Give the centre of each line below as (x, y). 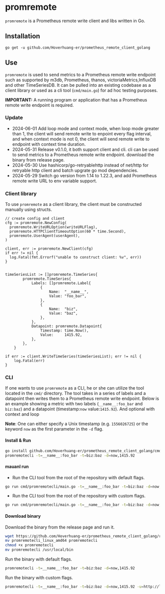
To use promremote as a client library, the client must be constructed (73, 204)
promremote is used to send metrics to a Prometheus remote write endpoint (81, 74)
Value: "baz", (63, 313)
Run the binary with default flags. (39, 559)
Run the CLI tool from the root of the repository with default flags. (78, 477)
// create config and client (35, 219)
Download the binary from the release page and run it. (60, 527)
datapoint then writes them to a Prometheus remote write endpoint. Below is (82, 398)
